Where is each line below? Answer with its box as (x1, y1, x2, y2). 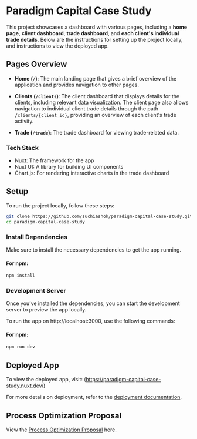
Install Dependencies (6, 233, 68, 241)
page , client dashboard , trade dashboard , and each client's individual (6, 29, 179, 36)
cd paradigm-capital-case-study (6, 219, 85, 224)
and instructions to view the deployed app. (6, 42, 110, 49)
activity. (14, 118, 34, 125)
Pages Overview (6, 59, 67, 69)
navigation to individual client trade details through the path (14, 105, 158, 112)
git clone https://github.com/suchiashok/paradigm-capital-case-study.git (6, 213, 193, 219)
